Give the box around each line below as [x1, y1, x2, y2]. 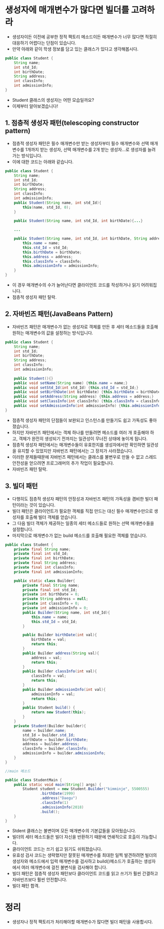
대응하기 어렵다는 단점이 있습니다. [12, 40, 77, 45]
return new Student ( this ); [31, 710, 86, 715]
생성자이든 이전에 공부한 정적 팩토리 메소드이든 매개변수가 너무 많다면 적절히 [12, 34, 157, 40]
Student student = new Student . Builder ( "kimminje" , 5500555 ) [22, 787, 150, 792]
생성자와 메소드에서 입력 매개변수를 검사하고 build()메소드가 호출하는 [12, 859, 143, 864]
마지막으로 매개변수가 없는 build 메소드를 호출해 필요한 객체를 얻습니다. [12, 532, 147, 538]
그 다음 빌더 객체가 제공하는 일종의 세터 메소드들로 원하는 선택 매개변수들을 [12, 520, 155, 526]
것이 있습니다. [29, 502, 56, 508]
